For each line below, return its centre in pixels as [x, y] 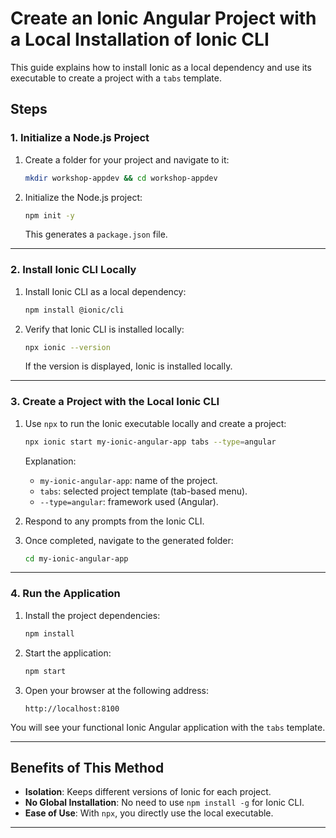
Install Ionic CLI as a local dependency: [105, 291]
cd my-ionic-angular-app [76, 558]
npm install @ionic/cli [74, 310]
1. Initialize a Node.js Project [80, 138]
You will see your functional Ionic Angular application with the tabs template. [168, 727]
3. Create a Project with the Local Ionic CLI [115, 402]
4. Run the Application [65, 594]
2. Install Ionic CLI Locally [73, 270]
